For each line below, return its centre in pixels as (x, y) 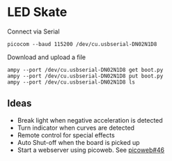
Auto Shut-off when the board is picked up (79, 142)
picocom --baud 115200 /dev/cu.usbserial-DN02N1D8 (82, 44)
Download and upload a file (46, 57)
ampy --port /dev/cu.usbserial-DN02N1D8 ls (71, 82)
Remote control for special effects (66, 135)
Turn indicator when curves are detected (76, 128)
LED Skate (37, 12)
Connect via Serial (34, 31)
